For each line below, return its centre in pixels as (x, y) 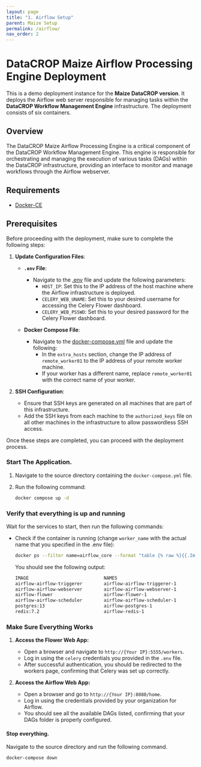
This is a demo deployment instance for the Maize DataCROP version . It (95, 93)
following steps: (26, 245)
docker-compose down (32, 758)
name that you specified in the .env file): (65, 544)
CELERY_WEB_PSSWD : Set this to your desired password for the (115, 312)
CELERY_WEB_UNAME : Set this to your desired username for (111, 299)
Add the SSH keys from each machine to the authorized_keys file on (108, 416)
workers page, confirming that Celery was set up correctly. (97, 671)
